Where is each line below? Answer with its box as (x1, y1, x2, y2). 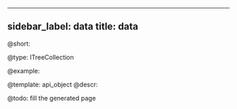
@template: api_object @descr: (7, 80, 98, 89)
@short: (7, 39, 30, 48)
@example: (7, 66, 40, 75)
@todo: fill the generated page (7, 94, 97, 102)
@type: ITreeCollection (7, 53, 74, 61)
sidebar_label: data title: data (7, 20, 139, 32)
